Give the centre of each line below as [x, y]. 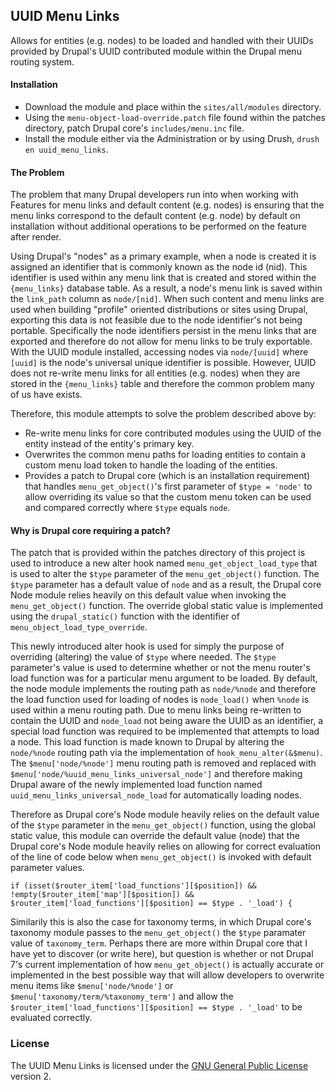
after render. [36, 237]
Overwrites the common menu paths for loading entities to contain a [165, 455]
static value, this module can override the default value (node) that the [155, 836]
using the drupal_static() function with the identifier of [125, 616]
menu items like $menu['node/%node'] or [92, 986]
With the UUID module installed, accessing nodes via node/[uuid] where [159, 352]
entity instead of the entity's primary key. [109, 444]
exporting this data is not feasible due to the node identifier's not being [156, 320]
